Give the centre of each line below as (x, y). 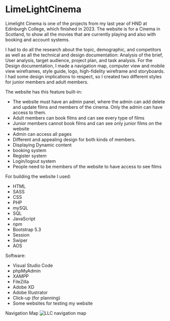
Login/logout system (34, 161)
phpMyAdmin (27, 271)
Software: (16, 255)
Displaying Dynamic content (42, 145)
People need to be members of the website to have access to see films (87, 166)
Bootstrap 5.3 (27, 229)
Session (21, 235)
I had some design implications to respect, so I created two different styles (83, 76)
